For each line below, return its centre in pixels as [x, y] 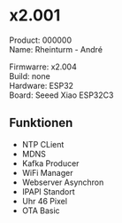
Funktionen [41, 123]
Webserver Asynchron [63, 182]
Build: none [30, 76]
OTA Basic [41, 211]
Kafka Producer [50, 163]
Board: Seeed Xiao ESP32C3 [61, 95]
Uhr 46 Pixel [45, 201]
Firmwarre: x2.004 [43, 67]
